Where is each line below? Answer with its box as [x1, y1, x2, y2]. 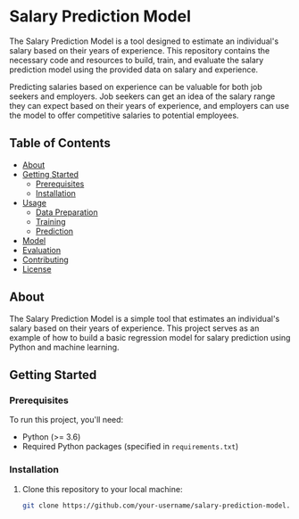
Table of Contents [9, 136, 112, 151]
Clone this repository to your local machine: [21, 483, 183, 494]
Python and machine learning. [9, 342, 120, 352]
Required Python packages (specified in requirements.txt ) [21, 441, 239, 452]
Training [35, 216, 66, 227]
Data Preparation [35, 207, 98, 218]
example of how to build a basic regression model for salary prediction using [9, 332, 291, 342]
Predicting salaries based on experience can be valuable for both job [9, 81, 263, 92]
